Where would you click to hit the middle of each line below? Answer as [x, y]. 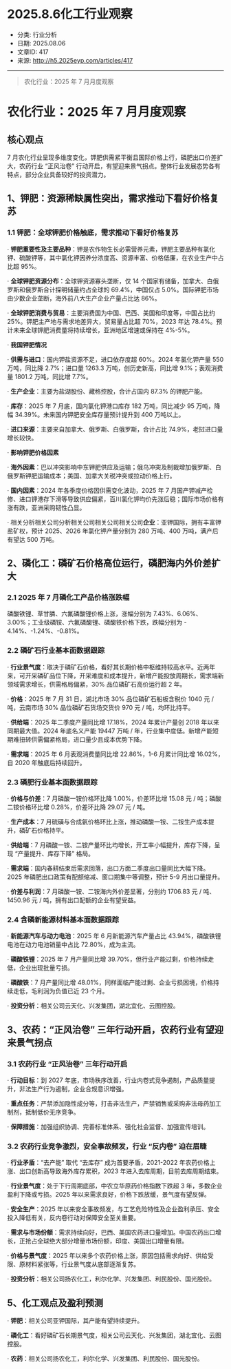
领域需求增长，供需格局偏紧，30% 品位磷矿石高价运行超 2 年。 [97, 684]
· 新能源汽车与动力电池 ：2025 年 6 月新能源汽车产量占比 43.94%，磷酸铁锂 [114, 936]
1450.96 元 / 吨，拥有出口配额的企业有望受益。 [73, 900]
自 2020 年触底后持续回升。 [46, 762]
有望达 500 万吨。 [33, 539]
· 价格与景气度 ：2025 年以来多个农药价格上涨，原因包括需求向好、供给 [108, 1256]
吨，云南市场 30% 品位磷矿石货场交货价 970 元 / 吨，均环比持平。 [101, 707]
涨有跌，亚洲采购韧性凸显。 [46, 507]
